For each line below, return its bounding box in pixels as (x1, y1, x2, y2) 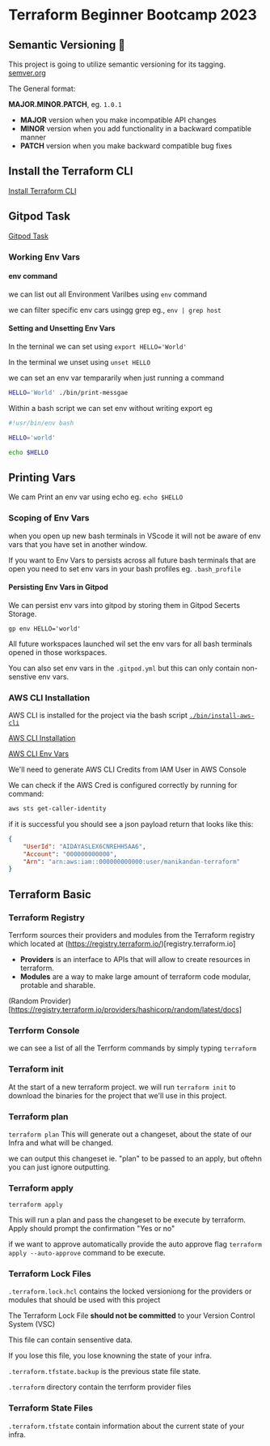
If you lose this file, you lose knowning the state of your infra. (8, 1351, 212, 1361)
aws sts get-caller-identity (8, 805, 107, 813)
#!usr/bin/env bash (8, 419, 74, 427)
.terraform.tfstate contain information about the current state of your (8, 1421, 245, 1431)
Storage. (8, 609, 37, 618)
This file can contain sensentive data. (8, 1335, 133, 1345)
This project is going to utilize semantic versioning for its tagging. (8, 59, 226, 69)
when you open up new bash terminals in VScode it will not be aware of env (8, 531, 261, 541)
